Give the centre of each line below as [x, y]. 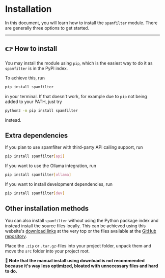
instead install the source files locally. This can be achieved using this [75, 226]
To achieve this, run [25, 78]
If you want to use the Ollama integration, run [51, 166]
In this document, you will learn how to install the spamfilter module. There [82, 23]
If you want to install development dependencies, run [59, 184]
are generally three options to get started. [47, 28]
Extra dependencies [37, 135]
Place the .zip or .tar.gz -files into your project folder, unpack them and [78, 245]
